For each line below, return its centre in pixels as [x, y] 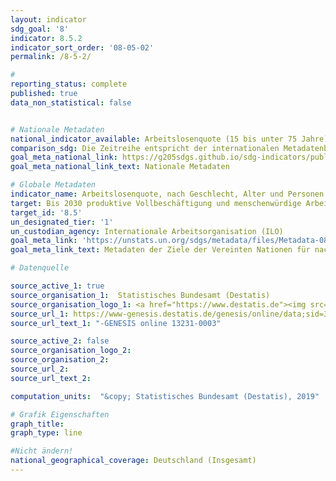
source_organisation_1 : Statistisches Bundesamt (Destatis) [140, 295]
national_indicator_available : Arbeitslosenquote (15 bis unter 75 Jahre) [169, 139]
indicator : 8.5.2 [46, 38]
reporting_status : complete [69, 84]
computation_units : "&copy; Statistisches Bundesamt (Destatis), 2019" [165, 396]
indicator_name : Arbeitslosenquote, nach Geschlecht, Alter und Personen [167, 194]
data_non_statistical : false [71, 102]
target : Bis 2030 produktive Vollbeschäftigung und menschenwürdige [156, 203]
